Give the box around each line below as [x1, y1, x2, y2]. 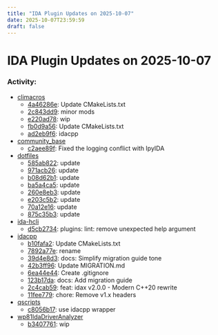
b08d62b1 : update [27, 173, 80, 181]
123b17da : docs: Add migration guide [27, 276, 132, 284]
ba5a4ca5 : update [27, 181, 80, 189]
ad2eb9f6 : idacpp [27, 129, 79, 138]
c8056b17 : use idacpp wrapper [27, 305, 116, 314]
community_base [17, 136, 66, 145]
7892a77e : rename [27, 246, 81, 255]
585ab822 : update [27, 159, 81, 167]
